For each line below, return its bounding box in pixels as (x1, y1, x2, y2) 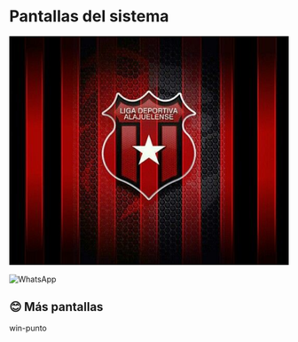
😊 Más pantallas (9, 299, 104, 314)
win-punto (9, 322, 47, 334)
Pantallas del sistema (9, 6, 169, 27)
